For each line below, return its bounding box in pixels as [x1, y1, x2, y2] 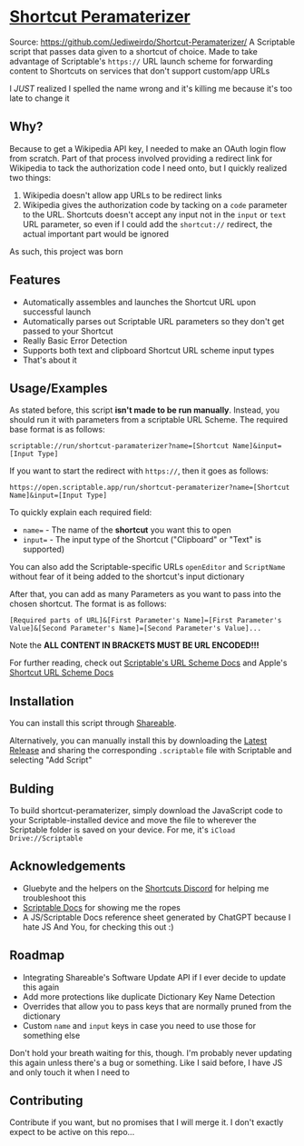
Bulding [9, 781, 54, 796]
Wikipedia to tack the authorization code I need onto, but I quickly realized [9, 162, 288, 174]
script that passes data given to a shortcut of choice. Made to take [9, 45, 259, 56]
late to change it [9, 93, 70, 104]
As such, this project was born [9, 245, 123, 256]
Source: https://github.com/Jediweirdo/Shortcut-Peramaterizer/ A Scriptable [9, 36, 296, 47]
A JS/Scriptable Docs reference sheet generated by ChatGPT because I [22, 912, 291, 922]
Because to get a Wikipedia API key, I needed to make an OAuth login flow [9, 143, 287, 154]
